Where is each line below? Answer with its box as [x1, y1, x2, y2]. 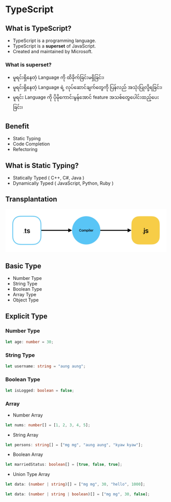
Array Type [12, 292, 37, 298]
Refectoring [12, 146, 38, 152]
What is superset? [5, 61, 52, 68]
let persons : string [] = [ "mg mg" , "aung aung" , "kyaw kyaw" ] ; [5, 442, 143, 447]
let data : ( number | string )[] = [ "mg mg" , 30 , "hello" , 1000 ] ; [5, 482, 145, 487]
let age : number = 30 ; [5, 339, 54, 345]
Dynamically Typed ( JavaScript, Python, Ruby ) [12, 180, 114, 186]
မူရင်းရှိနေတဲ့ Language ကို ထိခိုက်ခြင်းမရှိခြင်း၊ [12, 74, 104, 80]
